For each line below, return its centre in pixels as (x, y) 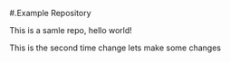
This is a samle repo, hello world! (71, 30)
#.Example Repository (51, 13)
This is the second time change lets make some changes (115, 48)
